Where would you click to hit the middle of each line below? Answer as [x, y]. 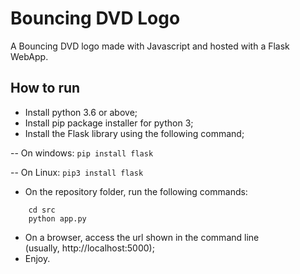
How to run [45, 88]
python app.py [57, 218]
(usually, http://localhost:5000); [89, 248]
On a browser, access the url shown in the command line [142, 237]
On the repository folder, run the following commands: [136, 191]
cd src [42, 210]
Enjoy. [37, 258]
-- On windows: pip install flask [82, 153]
